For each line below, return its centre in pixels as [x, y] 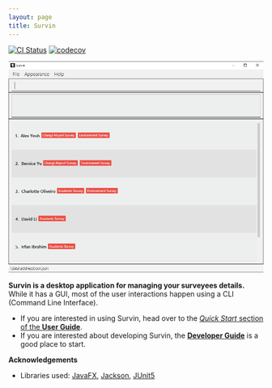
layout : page [30, 17]
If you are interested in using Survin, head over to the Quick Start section [142, 318]
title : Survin [32, 26]
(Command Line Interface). [53, 302]
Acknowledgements [43, 360]
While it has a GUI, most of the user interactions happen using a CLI [121, 294]
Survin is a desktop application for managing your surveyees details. [127, 285]
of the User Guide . [51, 326]
